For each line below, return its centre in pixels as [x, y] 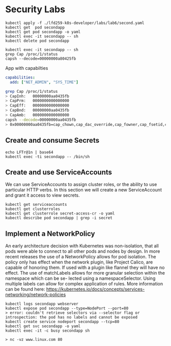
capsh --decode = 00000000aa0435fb [41, 120]
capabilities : [20, 77]
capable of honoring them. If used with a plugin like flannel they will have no [85, 268]
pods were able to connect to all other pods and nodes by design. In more [83, 251]
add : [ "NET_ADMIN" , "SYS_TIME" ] [44, 82]
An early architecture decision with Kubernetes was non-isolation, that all [82, 246]
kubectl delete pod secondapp [37, 41]
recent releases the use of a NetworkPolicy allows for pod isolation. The [81, 257]
